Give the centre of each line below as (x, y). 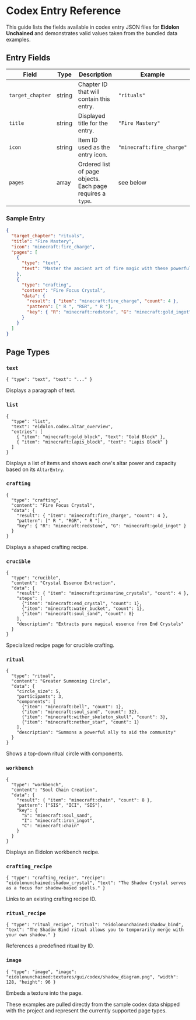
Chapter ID (93, 84)
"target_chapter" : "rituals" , (48, 236)
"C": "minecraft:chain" (50, 825)
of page (89, 171)
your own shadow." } (31, 935)
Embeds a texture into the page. (45, 993)
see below (132, 182)
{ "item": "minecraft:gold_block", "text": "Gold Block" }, (91, 437)
